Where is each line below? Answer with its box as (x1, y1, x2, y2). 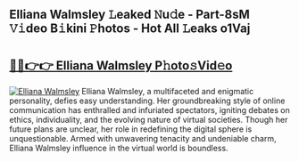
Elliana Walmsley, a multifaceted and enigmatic (81, 86, 254, 96)
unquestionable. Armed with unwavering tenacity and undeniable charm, (9, 134, 277, 143)
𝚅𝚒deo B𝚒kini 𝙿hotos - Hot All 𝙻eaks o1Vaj (9, 21, 251, 36)
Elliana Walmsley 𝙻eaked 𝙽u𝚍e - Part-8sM (9, 7, 250, 22)
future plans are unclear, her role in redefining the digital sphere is (9, 124, 253, 134)
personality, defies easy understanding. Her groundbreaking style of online (9, 95, 286, 106)
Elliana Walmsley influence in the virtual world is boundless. (9, 142, 229, 153)
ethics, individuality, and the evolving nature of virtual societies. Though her (9, 115, 288, 125)
